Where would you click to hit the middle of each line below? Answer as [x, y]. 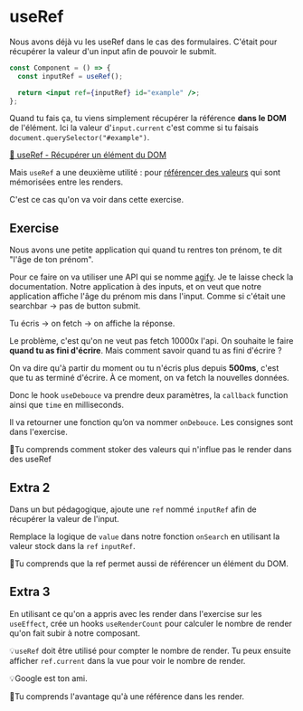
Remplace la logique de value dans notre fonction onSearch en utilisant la [145, 536]
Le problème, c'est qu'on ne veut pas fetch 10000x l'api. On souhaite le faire [151, 341]
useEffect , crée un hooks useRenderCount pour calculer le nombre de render [151, 623]
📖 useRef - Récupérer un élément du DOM [88, 155]
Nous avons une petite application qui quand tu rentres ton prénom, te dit [146, 250]
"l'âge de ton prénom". [52, 260]
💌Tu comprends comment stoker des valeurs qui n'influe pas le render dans [151, 450]
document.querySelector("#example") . [80, 137]
